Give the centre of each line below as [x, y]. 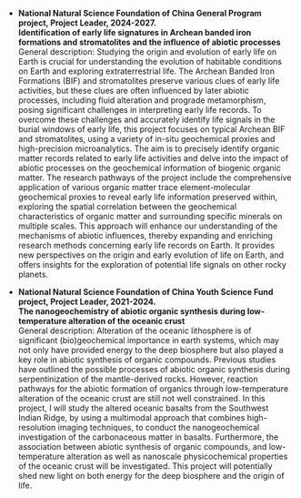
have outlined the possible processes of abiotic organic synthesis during [154, 369]
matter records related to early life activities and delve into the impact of [153, 158]
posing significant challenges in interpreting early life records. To [140, 110]
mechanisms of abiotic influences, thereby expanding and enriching [145, 235]
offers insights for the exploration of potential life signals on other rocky [152, 264]
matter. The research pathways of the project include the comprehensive [155, 178]
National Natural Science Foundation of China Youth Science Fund [145, 292]
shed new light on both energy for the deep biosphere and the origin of [151, 476]
